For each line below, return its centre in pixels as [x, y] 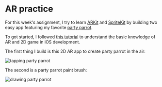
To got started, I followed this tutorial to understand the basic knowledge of [80, 37]
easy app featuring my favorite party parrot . [49, 27]
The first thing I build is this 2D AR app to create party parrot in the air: [75, 51]
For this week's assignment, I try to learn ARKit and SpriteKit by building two [81, 22]
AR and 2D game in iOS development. [43, 42]
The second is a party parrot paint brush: [46, 70]
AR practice [29, 9]
